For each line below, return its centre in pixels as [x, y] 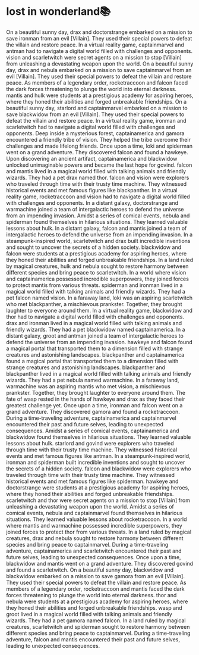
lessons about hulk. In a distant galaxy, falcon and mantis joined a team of [97, 228]
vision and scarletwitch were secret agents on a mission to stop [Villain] [94, 57]
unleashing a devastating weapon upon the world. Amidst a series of [90, 506]
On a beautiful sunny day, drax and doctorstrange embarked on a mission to [99, 32]
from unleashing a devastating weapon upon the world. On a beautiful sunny [100, 64]
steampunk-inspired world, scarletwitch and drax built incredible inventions [99, 241]
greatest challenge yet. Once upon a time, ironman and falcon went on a [94, 405]
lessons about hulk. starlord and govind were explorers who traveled [90, 443]
